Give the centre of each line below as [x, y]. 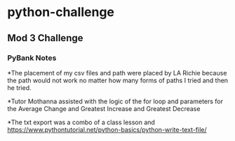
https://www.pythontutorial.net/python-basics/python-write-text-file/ [107, 129]
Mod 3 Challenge [45, 38]
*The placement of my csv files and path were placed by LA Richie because [117, 73]
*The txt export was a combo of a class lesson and [81, 122]
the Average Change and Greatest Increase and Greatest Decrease [104, 108]
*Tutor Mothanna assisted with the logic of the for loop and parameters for [115, 101]
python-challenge [61, 12]
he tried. [19, 87]
